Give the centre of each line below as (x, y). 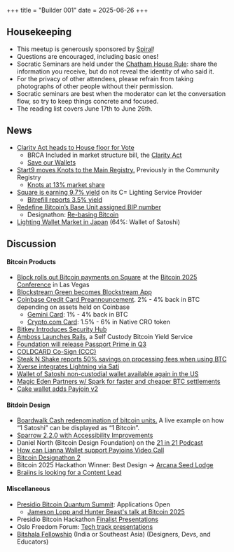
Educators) (33, 541)
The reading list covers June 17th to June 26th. (84, 109)
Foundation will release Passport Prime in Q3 (81, 344)
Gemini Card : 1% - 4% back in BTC (77, 315)
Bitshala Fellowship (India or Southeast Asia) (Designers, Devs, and (113, 534)
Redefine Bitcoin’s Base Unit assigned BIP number (89, 207)
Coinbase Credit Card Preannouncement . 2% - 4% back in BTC (108, 300)
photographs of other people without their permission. (95, 86)
